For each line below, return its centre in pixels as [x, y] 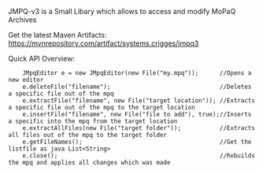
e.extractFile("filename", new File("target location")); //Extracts [139, 101]
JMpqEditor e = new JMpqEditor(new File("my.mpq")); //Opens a [137, 73]
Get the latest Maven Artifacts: [57, 35]
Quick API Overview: [41, 59]
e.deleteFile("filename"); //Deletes [137, 87]
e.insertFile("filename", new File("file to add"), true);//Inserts [137, 114]
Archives [22, 20]
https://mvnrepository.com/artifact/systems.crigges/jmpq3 [104, 43]
